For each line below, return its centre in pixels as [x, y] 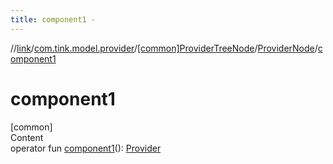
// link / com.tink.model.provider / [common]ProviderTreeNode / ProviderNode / [164, 48]
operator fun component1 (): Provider [86, 148]
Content [27, 137]
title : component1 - [53, 19]
